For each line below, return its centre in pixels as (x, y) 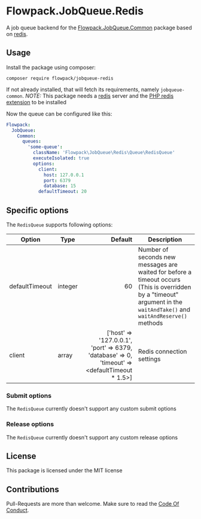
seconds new (157, 257)
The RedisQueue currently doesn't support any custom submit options (91, 409)
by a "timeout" (158, 294)
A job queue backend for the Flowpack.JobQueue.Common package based (99, 28)
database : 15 (60, 186)
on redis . (17, 34)
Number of (153, 249)
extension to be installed (36, 102)
